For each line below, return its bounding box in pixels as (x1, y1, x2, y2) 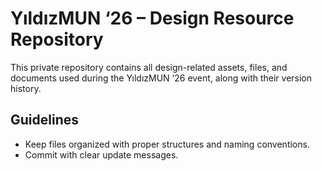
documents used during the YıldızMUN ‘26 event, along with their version (10, 72, 313, 84)
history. (10, 82, 42, 94)
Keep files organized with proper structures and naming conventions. (24, 138, 310, 150)
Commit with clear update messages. (24, 148, 179, 161)
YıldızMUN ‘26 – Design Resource (10, 7, 295, 30)
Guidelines (10, 112, 79, 129)
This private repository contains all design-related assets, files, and (10, 61, 288, 73)
